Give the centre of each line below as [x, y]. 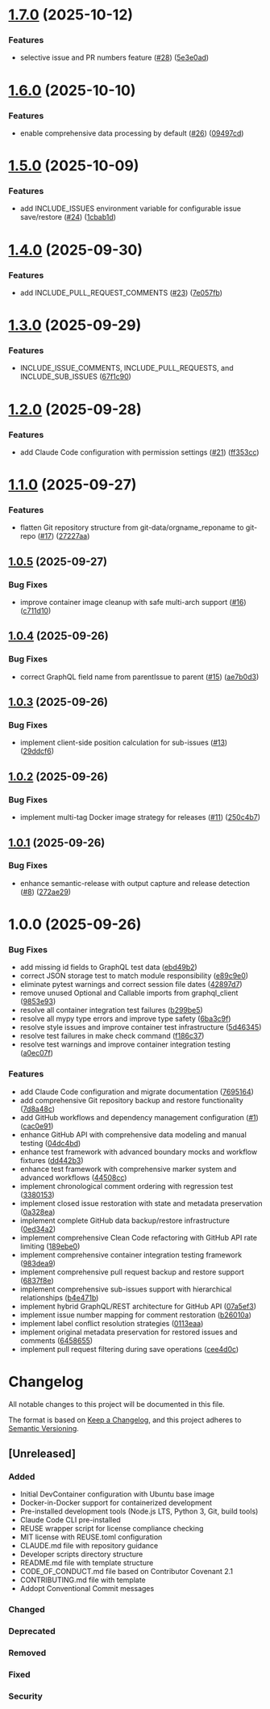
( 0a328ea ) [37, 1211]
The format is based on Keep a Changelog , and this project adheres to [125, 1420]
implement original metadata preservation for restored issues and [129, 1332]
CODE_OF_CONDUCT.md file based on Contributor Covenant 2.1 [127, 1572]
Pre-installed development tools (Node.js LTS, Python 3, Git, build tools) [139, 1511]
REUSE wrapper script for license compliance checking [112, 1529]
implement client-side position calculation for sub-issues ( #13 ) [124, 743]
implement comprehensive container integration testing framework [131, 1254]
